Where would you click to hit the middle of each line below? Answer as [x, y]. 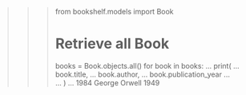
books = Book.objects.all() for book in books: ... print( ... [147, 65]
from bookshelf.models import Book [114, 12]
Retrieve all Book [112, 44]
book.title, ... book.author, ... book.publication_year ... [142, 74]
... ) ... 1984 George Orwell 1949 [107, 82]
